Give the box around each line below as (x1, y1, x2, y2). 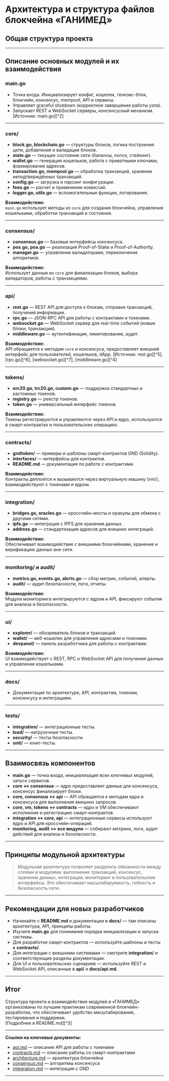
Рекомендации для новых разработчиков (5, 904, 144, 913)
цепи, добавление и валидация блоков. (12, 147, 97, 153)
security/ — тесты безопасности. (12, 734, 84, 740)
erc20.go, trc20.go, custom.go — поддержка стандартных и (12, 385, 143, 391)
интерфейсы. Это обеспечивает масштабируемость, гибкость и (17, 880, 155, 886)
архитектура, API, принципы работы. (12, 923, 92, 929)
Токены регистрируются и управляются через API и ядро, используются (5, 416, 162, 422)
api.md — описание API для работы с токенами (12, 1044, 114, 1050)
